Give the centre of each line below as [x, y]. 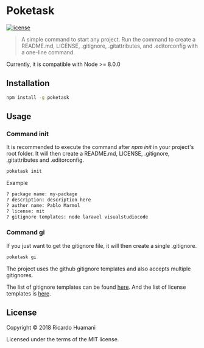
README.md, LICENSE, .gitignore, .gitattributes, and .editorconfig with [109, 46]
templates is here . [29, 293]
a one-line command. [48, 52]
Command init [27, 134]
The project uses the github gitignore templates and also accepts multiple [99, 269]
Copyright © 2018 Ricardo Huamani [51, 327]
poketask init [24, 172]
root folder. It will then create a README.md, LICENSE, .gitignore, [88, 154]
